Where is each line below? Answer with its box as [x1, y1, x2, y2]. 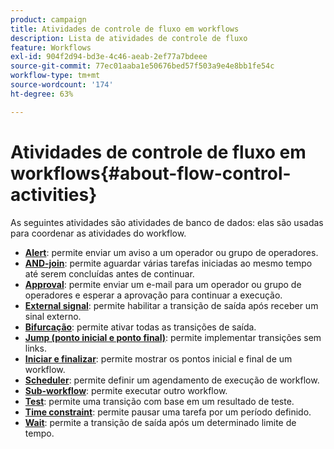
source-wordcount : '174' [10, 80, 114, 90]
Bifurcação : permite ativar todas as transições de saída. [24, 321, 257, 333]
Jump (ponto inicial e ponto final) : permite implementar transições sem [24, 331, 322, 343]
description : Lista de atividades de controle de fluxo [10, 33, 248, 43]
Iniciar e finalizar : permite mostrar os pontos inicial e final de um [24, 352, 293, 365]
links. [24, 342, 47, 354]
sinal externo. [24, 310, 82, 322]
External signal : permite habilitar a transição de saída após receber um [24, 299, 319, 311]
